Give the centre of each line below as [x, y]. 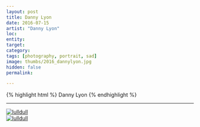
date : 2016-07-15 [28, 23]
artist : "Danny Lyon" [33, 28]
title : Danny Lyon [29, 17]
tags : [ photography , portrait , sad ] [51, 56]
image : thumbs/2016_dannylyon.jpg [49, 61]
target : [16, 45]
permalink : [20, 73]
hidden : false [24, 67]
